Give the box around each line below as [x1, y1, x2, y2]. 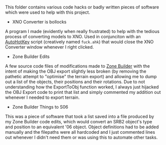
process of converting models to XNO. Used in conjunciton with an [5, 34, 141, 39]
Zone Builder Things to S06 [12, 104, 68, 110]
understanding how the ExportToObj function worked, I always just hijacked [5, 84, 159, 90]
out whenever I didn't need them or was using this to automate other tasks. [5, 135, 158, 140]
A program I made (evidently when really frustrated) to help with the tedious [5, 29, 160, 34]
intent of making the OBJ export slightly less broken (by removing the [5, 68, 147, 74]
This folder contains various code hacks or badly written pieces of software [5, 4, 159, 10]
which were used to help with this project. [5, 9, 90, 15]
